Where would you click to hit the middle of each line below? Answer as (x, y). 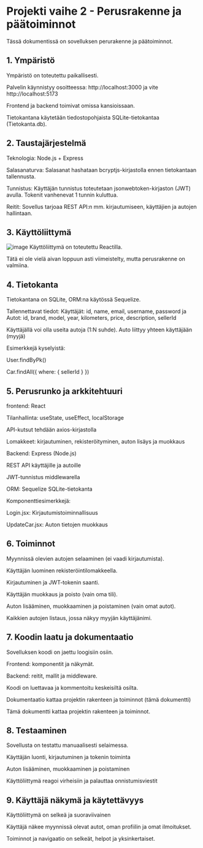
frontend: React (26, 406)
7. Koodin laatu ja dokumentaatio (70, 638)
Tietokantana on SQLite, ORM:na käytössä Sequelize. (74, 300)
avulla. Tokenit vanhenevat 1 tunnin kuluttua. (62, 195)
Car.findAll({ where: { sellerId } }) (48, 372)
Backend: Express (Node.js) (41, 453)
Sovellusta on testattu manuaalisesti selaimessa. (67, 745)
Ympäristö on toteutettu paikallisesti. (52, 75)
